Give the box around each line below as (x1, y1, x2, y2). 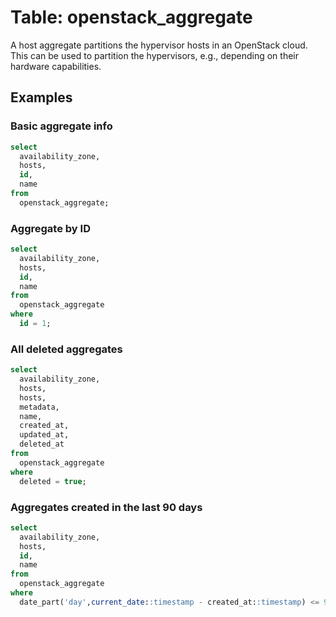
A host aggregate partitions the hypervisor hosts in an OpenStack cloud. (10, 39, 308, 51)
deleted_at (19, 439, 65, 450)
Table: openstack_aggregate (10, 6, 253, 29)
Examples (10, 89, 73, 106)
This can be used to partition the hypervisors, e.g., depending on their (10, 49, 299, 61)
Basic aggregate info (10, 119, 113, 133)
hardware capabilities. (10, 60, 102, 72)
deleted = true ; (19, 476, 87, 486)
